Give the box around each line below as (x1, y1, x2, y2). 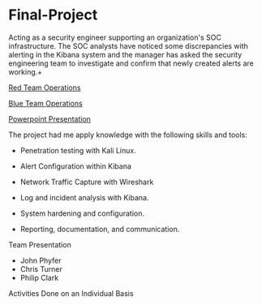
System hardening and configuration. (19, 208, 144, 218)
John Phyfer (19, 256, 62, 265)
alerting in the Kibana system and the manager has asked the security (8, 49, 243, 59)
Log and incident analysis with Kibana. (19, 192, 149, 202)
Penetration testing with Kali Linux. (19, 145, 136, 155)
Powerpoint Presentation (8, 114, 92, 123)
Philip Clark (19, 273, 59, 282)
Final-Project (8, 6, 98, 24)
